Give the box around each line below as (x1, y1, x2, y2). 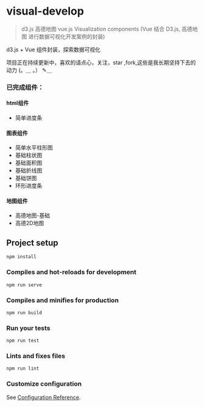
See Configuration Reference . (6, 394, 81, 401)
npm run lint (6, 366, 40, 372)
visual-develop (6, 4, 84, 18)
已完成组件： (6, 83, 44, 92)
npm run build (6, 309, 43, 315)
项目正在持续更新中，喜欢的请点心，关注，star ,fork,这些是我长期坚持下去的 (6, 59, 196, 66)
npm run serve (6, 282, 43, 288)
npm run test (6, 337, 40, 344)
